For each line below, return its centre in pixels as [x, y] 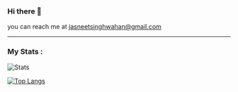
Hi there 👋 [25, 11]
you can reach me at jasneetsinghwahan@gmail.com [84, 27]
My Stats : [25, 52]
